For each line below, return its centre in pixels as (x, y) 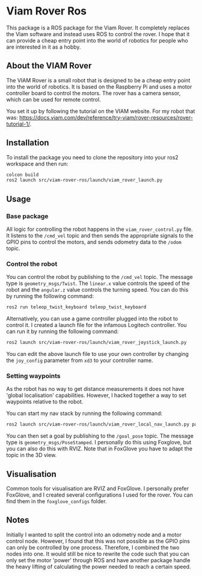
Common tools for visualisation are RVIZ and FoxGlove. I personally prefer (98, 489)
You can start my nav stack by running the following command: (84, 414)
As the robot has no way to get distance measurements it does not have (95, 389)
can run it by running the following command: (63, 331)
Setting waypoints (34, 376)
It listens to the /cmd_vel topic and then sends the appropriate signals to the (100, 235)
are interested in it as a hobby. (44, 47)
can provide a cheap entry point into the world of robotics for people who (97, 40)
